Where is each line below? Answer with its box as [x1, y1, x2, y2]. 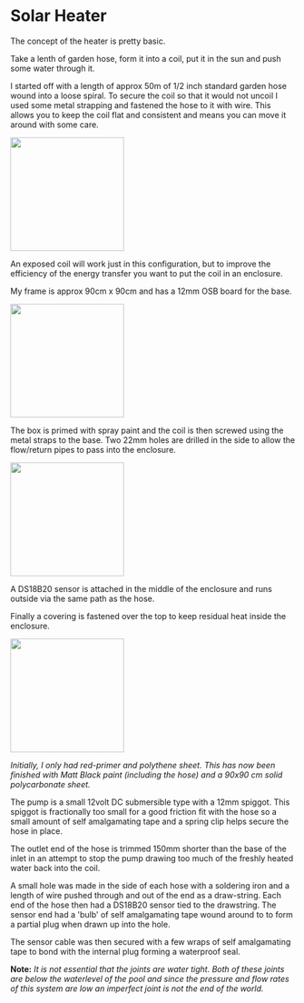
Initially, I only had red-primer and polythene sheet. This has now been [10, 759, 276, 770]
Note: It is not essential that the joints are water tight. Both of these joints [10, 963, 285, 974]
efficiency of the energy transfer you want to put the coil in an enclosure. [10, 267, 284, 278]
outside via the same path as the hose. [10, 593, 155, 604]
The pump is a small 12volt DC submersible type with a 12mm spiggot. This [10, 797, 290, 807]
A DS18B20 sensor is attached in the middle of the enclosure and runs [10, 583, 273, 594]
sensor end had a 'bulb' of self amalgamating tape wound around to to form [10, 908, 294, 919]
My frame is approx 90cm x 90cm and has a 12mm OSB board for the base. [10, 286, 293, 296]
